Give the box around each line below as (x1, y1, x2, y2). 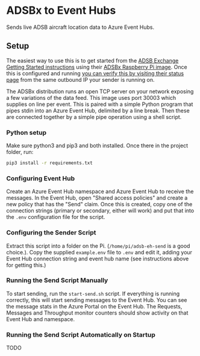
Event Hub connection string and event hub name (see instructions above (6, 255, 189, 262)
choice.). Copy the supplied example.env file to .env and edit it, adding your (6, 248, 193, 256)
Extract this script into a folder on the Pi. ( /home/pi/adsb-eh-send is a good (6, 242, 190, 250)
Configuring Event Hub (6, 174, 75, 182)
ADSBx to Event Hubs (6, 4, 116, 17)
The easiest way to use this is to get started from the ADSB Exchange (6, 57, 179, 64)
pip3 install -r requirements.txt (6, 160, 93, 166)
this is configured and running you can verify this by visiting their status (6, 70, 184, 77)
